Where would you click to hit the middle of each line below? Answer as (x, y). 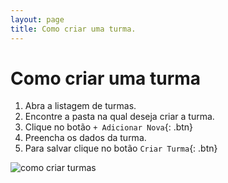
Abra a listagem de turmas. (80, 106)
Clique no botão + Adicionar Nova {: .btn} (109, 127)
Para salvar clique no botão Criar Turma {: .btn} (121, 148)
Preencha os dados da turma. (85, 138)
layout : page (37, 19)
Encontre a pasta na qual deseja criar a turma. (119, 117)
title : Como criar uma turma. (73, 29)
